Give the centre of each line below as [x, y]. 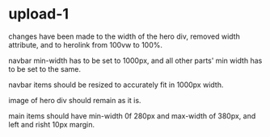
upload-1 [39, 14]
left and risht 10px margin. [52, 124]
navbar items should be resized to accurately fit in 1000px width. [116, 85]
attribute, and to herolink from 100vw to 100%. [86, 44]
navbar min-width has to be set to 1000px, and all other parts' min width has [135, 60]
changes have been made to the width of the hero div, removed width [124, 36]
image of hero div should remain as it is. [75, 100]
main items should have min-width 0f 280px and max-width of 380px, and [132, 116]
